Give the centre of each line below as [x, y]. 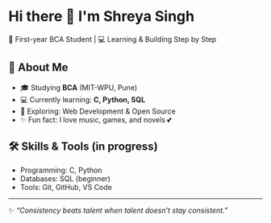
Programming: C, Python [61, 170]
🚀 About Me [38, 68]
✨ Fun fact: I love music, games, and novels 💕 [96, 119]
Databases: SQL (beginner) [65, 178]
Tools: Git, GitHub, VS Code [66, 187]
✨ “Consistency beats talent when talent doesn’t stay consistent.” [118, 210]
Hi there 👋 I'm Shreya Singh [102, 17]
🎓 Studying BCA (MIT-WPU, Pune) [79, 87]
